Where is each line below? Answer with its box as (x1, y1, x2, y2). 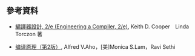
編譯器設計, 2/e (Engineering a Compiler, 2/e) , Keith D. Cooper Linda (15, 23, 190, 30)
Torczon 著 (15, 30, 43, 37)
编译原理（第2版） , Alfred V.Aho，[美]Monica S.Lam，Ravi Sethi (15, 43, 176, 50)
